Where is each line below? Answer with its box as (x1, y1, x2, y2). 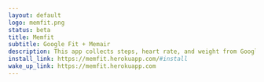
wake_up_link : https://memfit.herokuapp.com (8, 62, 156, 70)
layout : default (8, 11, 61, 20)
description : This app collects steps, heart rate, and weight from (8, 48, 237, 55)
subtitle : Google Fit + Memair (8, 41, 111, 48)
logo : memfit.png (8, 19, 65, 27)
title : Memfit (8, 33, 55, 41)
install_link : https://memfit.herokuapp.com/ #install (8, 55, 189, 63)
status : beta (8, 26, 51, 34)
